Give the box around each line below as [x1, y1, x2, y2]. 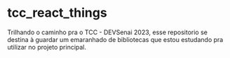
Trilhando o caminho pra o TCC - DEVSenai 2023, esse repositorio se [7, 28, 208, 36]
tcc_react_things [7, 5, 107, 21]
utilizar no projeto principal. [7, 43, 86, 51]
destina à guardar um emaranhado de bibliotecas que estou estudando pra [7, 35, 224, 43]
